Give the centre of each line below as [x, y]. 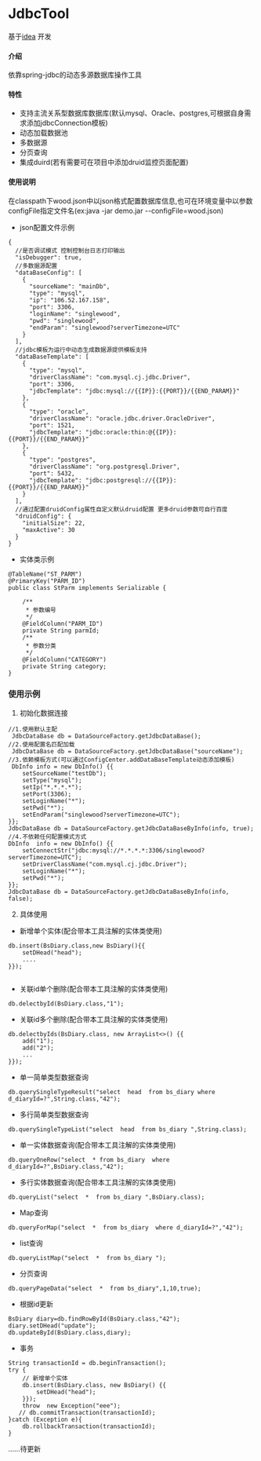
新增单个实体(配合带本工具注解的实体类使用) [91, 931]
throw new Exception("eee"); [72, 1406]
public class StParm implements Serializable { [87, 588]
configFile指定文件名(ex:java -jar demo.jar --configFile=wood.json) [116, 211]
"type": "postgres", [62, 460]
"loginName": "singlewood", [75, 314]
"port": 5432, [52, 473]
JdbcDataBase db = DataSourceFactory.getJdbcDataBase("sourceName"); [127, 751]
